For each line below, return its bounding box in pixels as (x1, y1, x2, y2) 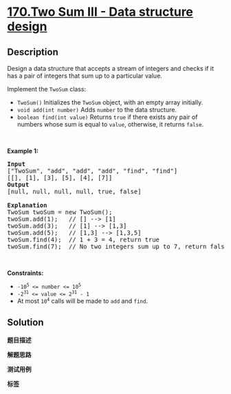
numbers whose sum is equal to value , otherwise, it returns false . (16, 120, 204, 128)
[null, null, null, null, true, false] (7, 188, 142, 195)
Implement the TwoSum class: (7, 85, 87, 93)
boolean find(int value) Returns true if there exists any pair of (16, 113, 198, 121)
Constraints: (7, 269, 44, 277)
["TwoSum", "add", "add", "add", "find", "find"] (7, 167, 178, 175)
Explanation (7, 201, 47, 209)
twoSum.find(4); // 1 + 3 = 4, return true (7, 236, 160, 243)
